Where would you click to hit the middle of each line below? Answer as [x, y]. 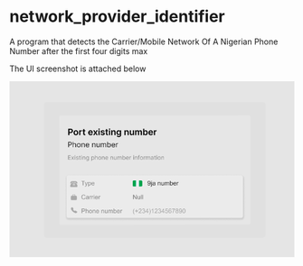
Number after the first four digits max [79, 50]
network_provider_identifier [118, 17]
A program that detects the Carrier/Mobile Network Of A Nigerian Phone [144, 41]
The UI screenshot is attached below [78, 69]
